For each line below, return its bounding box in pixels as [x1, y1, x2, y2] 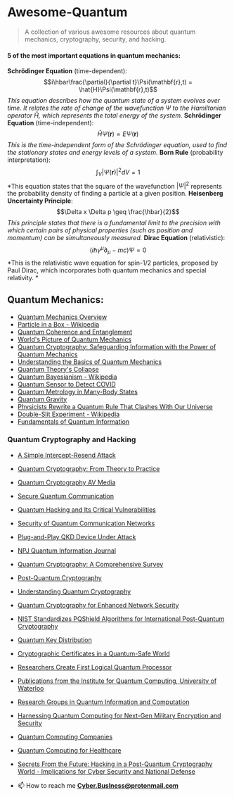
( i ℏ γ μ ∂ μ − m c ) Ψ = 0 [89, 244, 147, 256]
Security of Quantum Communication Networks [17, 519, 155, 527]
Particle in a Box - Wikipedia [17, 320, 100, 328]
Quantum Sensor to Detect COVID [17, 379, 116, 388]
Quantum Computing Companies [17, 732, 113, 741]
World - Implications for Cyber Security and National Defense [17, 767, 195, 775]
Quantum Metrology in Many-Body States [17, 387, 138, 396]
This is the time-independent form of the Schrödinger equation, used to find [7, 141, 227, 149]
